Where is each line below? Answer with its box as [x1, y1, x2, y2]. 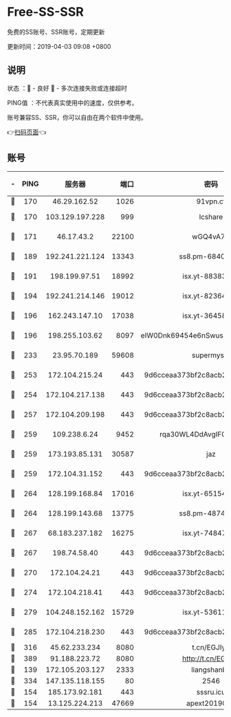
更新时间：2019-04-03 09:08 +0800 [7, 42, 111, 50]
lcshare [199, 212, 223, 221]
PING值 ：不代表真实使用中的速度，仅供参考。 [7, 98, 138, 107]
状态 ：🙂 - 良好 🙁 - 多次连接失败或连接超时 [7, 84, 127, 92]
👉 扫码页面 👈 [7, 128, 47, 136]
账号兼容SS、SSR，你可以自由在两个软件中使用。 [7, 113, 147, 121]
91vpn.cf [196, 197, 226, 206]
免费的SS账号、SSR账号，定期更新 [7, 27, 105, 36]
